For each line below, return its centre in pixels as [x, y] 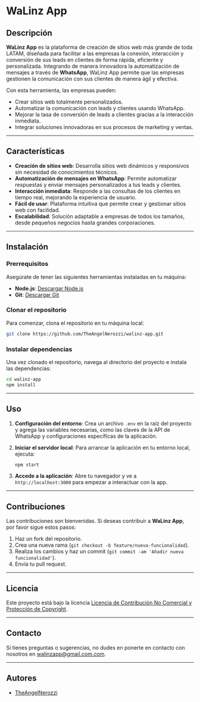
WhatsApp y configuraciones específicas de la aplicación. [86, 436]
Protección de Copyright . [37, 609]
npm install [21, 385]
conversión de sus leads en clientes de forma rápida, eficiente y [85, 60]
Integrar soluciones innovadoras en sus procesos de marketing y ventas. [104, 127]
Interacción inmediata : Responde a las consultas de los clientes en [97, 191]
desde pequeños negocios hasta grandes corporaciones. [85, 222]
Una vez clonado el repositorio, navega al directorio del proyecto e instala [96, 362]
